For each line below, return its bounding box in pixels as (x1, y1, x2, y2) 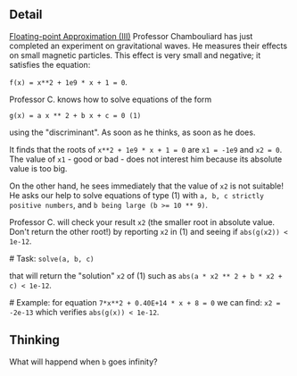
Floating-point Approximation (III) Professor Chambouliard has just (9, 30, 253, 41)
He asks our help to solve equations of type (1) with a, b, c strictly (9, 189, 265, 200)
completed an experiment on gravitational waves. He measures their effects (9, 40, 288, 51)
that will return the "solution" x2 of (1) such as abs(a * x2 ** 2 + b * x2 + (9, 270, 283, 280)
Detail (9, 7, 43, 22)
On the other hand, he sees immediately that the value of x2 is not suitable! (9, 180, 284, 191)
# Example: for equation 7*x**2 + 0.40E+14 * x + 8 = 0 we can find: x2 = (9, 297, 281, 307)
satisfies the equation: (9, 59, 91, 70)
